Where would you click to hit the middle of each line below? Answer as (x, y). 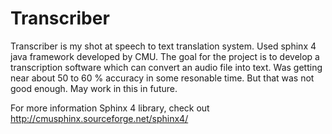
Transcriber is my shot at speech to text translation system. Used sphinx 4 (163, 46)
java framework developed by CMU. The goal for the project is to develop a (165, 56)
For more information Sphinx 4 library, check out (110, 108)
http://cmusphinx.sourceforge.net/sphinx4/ (99, 118)
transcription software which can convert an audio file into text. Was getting (166, 67)
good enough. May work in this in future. (94, 88)
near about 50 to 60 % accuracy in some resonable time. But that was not (162, 78)
